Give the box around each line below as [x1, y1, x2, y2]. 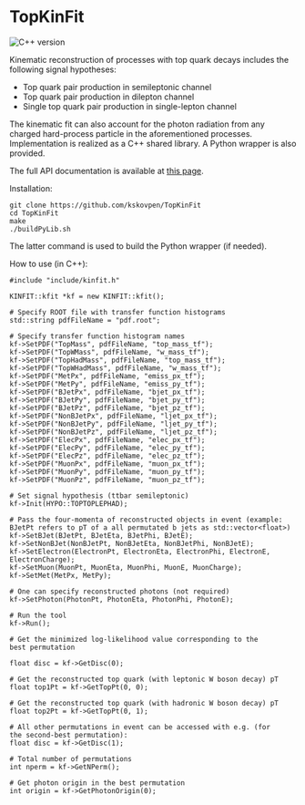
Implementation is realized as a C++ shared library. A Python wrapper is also [9, 138, 297, 149]
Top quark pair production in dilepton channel [22, 91, 195, 102]
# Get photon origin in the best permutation [9, 778, 185, 788]
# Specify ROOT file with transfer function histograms [9, 307, 226, 316]
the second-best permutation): [9, 730, 128, 739]
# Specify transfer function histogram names [9, 331, 185, 341]
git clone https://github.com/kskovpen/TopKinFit [9, 201, 202, 210]
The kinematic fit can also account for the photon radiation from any [9, 119, 266, 129]
